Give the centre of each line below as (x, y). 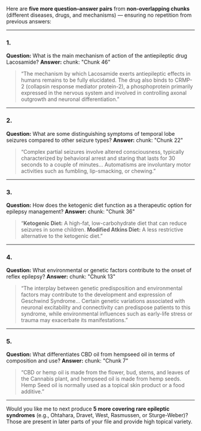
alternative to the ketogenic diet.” (62, 236)
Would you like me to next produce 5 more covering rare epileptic (88, 409)
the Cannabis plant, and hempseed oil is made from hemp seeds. (101, 379)
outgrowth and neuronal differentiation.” (70, 99)
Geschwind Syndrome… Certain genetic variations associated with (103, 301)
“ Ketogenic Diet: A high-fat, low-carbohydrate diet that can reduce (104, 223)
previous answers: (29, 21)
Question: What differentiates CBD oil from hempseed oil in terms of (91, 355)
